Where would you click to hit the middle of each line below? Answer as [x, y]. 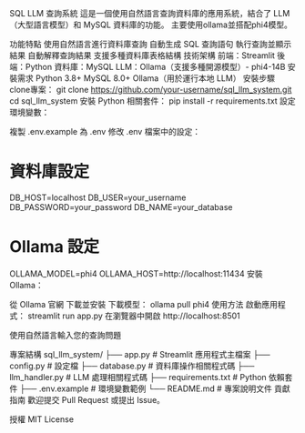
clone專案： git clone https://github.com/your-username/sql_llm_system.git [151, 90]
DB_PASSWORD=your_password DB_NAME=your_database [121, 206]
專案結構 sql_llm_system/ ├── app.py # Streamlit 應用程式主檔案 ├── [140, 354]
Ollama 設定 [55, 247]
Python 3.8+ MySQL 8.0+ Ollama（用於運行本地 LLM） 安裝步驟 [155, 78]
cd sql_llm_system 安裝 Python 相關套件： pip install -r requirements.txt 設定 [152, 101]
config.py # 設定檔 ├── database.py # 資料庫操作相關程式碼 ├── [132, 366]
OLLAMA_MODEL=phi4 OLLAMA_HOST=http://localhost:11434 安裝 [136, 273]
